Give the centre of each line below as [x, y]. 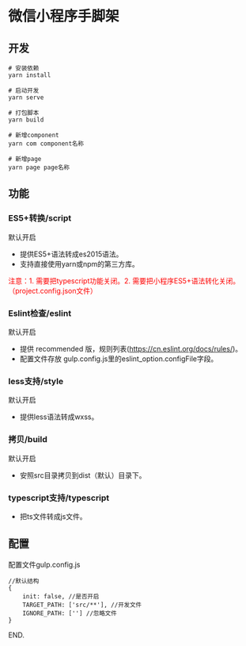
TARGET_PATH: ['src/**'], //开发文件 [82, 605]
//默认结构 [24, 581]
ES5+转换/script [40, 218]
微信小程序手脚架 [64, 16]
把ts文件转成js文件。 [53, 516]
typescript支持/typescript [59, 498]
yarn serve [26, 98]
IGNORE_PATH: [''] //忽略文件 [70, 613]
